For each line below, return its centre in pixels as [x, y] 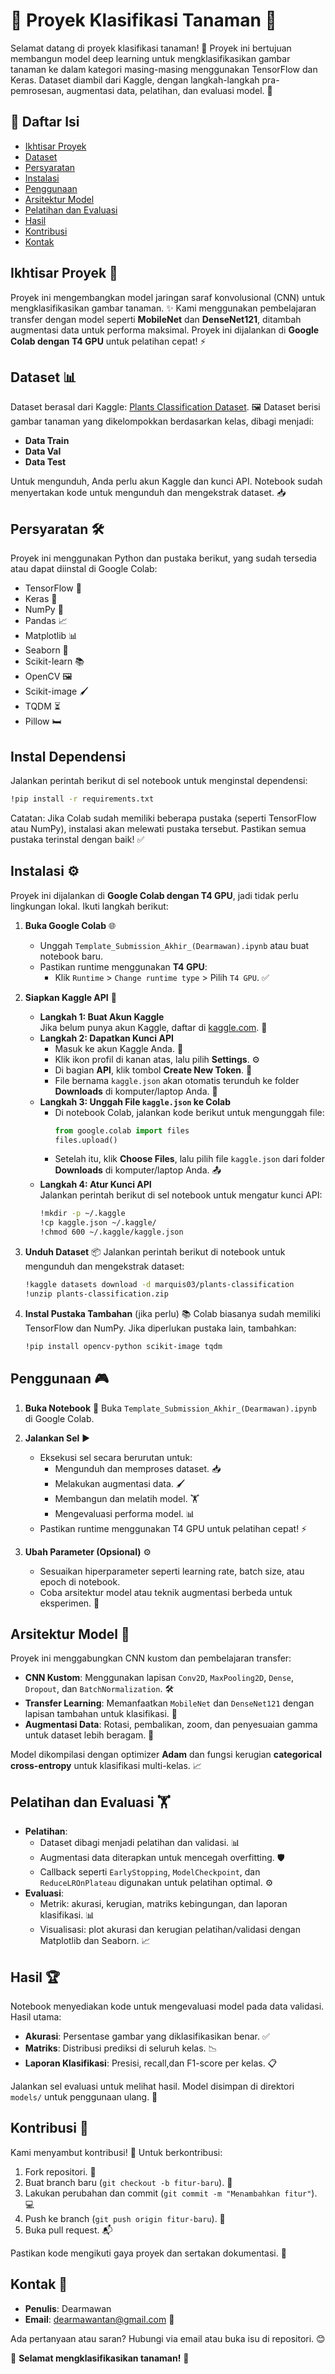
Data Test [45, 462]
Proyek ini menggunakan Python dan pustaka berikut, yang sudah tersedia [163, 558]
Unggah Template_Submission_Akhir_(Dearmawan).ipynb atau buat [174, 945]
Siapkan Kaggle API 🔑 [70, 997]
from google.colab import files [122, 1130]
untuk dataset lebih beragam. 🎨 [89, 1735]
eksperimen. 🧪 [69, 1603]
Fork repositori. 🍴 [60, 2171]
